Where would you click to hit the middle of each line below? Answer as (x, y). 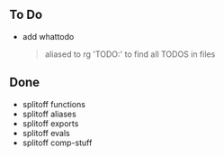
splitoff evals (46, 133)
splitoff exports (50, 123)
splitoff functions (54, 104)
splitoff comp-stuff (57, 143)
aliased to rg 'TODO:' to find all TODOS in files (130, 54)
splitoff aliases (49, 114)
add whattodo (48, 36)
